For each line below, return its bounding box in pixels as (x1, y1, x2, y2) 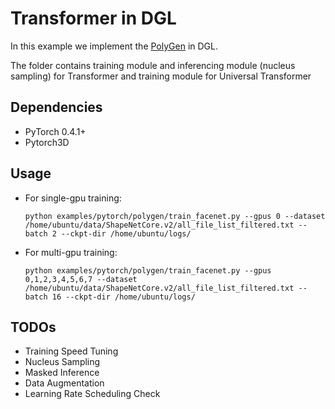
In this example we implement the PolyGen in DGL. (10, 40, 218, 52)
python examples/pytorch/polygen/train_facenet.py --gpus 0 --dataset (24, 211, 326, 221)
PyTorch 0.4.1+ (24, 125, 87, 137)
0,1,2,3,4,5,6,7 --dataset (24, 274, 138, 284)
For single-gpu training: (24, 192, 122, 204)
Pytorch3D (24, 136, 70, 148)
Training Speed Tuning (24, 345, 119, 357)
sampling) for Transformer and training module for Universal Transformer (10, 70, 312, 82)
